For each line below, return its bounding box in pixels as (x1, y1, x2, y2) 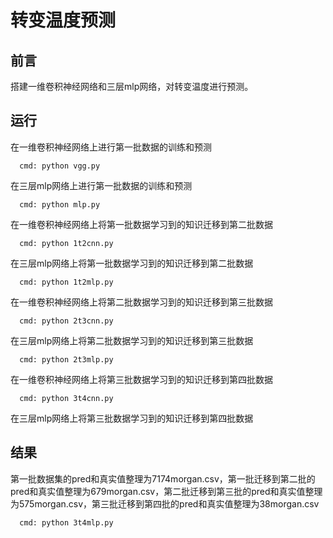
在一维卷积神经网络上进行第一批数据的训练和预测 (10, 141, 212, 153)
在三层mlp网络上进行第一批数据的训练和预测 (10, 179, 193, 191)
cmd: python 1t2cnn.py (19, 238, 114, 248)
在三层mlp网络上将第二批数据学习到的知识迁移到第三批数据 (10, 334, 254, 346)
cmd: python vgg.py (19, 161, 101, 171)
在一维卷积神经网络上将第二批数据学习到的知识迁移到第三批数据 (10, 296, 273, 308)
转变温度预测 (10, 9, 117, 32)
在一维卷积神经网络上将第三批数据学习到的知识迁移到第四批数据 (10, 373, 273, 385)
